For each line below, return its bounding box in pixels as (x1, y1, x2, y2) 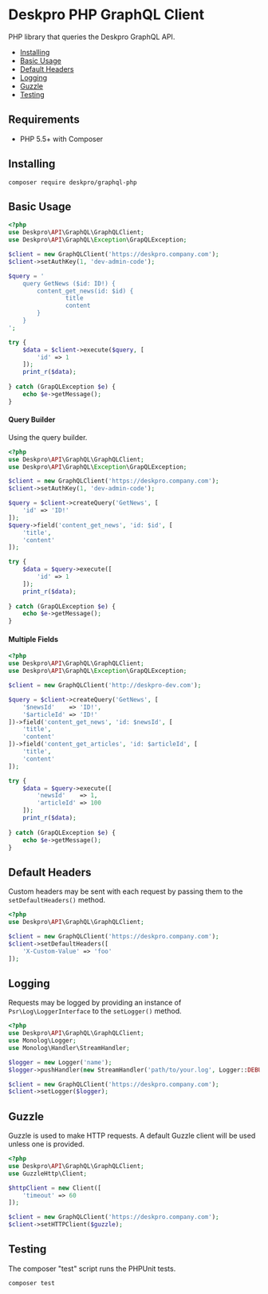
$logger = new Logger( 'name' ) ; (8, 1058, 112, 1066)
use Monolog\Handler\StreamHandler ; (8, 1044, 130, 1052)
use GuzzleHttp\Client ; (8, 1170, 88, 1178)
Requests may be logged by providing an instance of (8, 998, 182, 1008)
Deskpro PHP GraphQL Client (8, 6, 205, 24)
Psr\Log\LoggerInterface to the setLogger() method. (8, 1006, 182, 1016)
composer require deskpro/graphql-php (8, 178, 137, 187)
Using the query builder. (8, 432, 88, 442)
